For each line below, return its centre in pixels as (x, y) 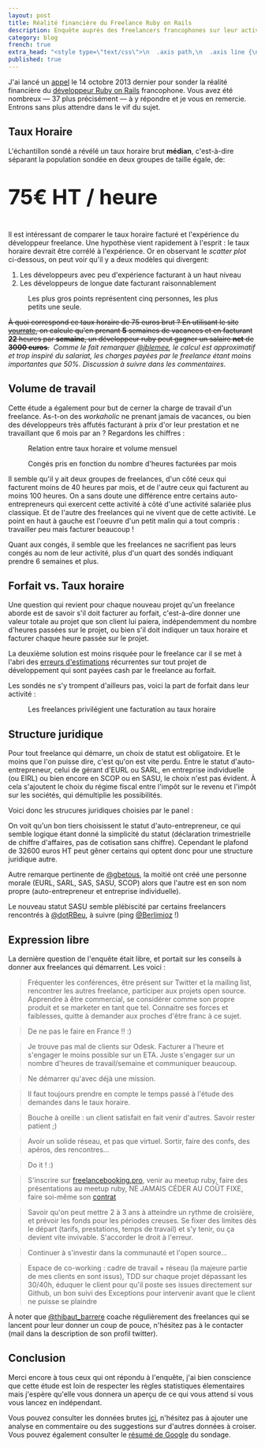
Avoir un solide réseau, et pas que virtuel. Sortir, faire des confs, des (139, 1141)
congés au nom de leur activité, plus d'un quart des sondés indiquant (121, 552)
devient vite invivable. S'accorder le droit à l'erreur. (110, 1237)
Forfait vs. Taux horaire (66, 586)
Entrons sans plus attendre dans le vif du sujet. (84, 107)
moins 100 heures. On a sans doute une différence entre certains (114, 495)
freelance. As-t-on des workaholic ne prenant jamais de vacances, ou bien (129, 416)
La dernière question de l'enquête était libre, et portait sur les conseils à (125, 959)
